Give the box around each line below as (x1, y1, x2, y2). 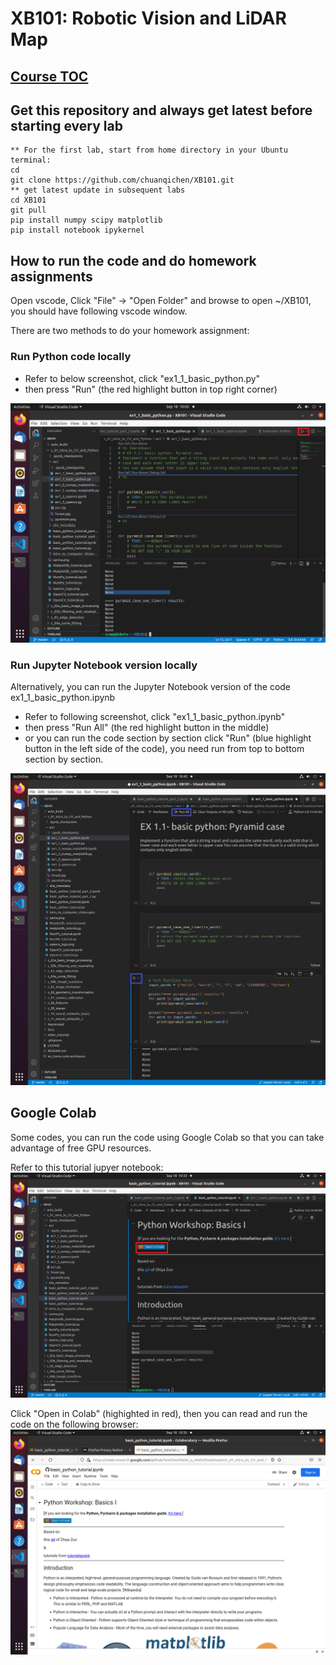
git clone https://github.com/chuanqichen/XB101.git (10, 175, 235, 186)
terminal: (10, 155, 52, 166)
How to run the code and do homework (10, 252, 257, 269)
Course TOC (10, 68, 89, 85)
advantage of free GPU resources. (10, 1142, 152, 1154)
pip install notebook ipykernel (10, 225, 145, 236)
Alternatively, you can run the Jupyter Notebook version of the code (10, 681, 292, 693)
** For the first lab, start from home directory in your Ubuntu (10, 145, 288, 156)
